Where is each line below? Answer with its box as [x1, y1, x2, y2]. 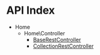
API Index [6, 4, 55, 17]
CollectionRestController [33, 42, 94, 50]
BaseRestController [33, 36, 81, 43]
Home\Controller [23, 29, 65, 36]
